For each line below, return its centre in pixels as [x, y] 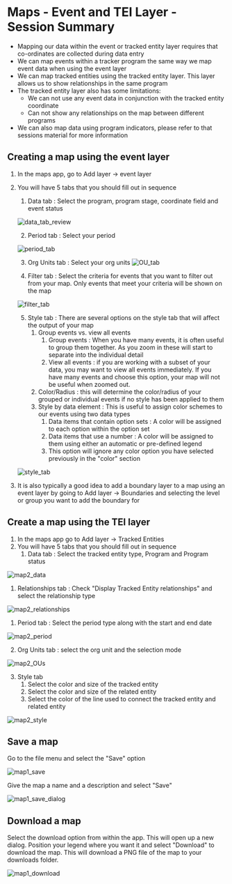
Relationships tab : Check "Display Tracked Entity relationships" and [115, 588]
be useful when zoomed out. [89, 384]
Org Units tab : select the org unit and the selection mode [99, 650]
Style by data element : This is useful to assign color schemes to [130, 406]
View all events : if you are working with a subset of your [129, 362]
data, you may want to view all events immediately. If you [130, 369]
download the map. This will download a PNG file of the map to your [105, 853]
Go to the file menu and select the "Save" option [76, 759]
